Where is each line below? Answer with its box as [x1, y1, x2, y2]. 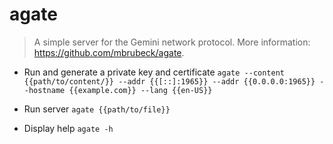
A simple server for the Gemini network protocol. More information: [33, 36, 311, 48]
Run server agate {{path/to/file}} [23, 103, 171, 115]
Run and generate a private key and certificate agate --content [23, 66, 285, 78]
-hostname [23, 85, 66, 95]
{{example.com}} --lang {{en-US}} [68, 85, 213, 95]
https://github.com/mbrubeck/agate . [33, 46, 185, 58]
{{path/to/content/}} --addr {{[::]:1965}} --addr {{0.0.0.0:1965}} [23, 76, 316, 87]
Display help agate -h [23, 122, 114, 134]
